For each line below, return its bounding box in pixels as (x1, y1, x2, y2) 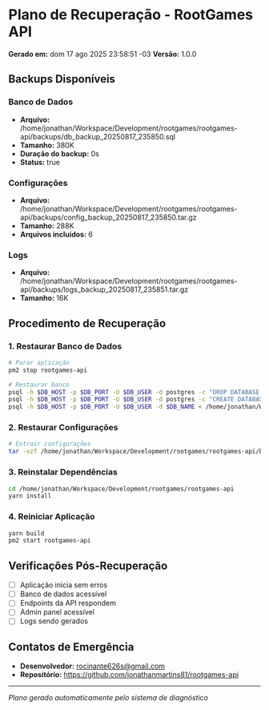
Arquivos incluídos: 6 (19, 229, 94, 239)
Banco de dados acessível (19, 589, 107, 599)
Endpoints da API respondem (19, 599, 116, 608)
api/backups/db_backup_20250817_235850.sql (19, 131, 176, 141)
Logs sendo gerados (19, 616, 88, 626)
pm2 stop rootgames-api (8, 366, 88, 374)
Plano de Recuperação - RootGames (8, 6, 254, 24)
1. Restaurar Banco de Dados (8, 341, 122, 352)
